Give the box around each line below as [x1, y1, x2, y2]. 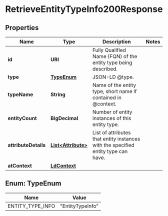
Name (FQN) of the [92, 53, 137, 59]
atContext [7, 162, 32, 169]
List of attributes [92, 129, 131, 136]
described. [92, 65, 118, 72]
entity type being [92, 59, 132, 66]
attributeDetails [7, 141, 46, 148]
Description [102, 38, 131, 45]
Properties [5, 23, 39, 32]
